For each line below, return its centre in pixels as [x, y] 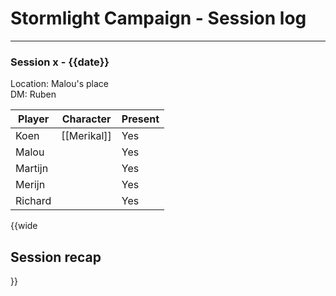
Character [86, 119]
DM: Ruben [33, 94]
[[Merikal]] [86, 136]
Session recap [56, 257]
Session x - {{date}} [60, 62]
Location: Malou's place [59, 84]
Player [34, 119]
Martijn [32, 169]
